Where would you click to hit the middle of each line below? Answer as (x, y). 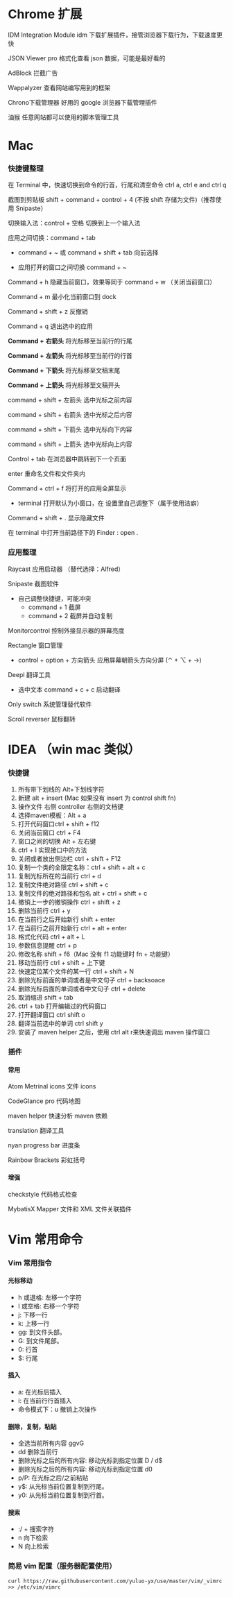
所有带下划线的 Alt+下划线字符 (61, 789)
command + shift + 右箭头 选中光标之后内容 (70, 415)
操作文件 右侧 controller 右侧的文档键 (71, 807)
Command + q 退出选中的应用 (50, 326)
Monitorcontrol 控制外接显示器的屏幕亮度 (66, 630)
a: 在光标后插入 (40, 1392)
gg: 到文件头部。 (42, 1332)
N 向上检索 (33, 1546)
